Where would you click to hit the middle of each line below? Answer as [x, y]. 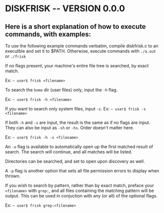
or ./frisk [15, 56]
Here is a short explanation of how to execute [75, 27]
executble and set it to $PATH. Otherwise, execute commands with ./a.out [81, 51]
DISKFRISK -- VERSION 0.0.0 [65, 9]
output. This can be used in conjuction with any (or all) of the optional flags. [81, 196]
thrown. [13, 176]
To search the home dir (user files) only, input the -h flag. [61, 90]
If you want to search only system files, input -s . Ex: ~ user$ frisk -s [75, 109]
